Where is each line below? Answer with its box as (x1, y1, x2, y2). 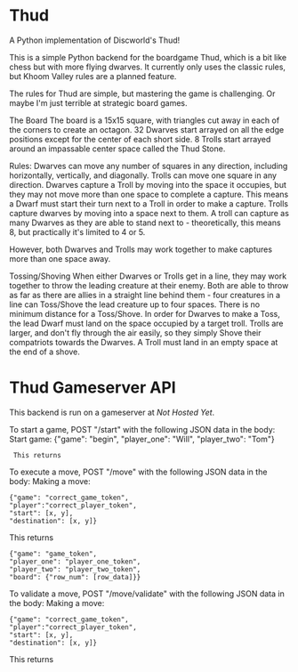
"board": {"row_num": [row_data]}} (9, 572, 141, 581)
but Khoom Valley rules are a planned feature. (9, 70, 177, 81)
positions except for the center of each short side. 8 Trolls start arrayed (9, 134, 271, 144)
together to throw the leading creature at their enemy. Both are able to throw (9, 279, 289, 290)
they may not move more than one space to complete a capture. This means (9, 189, 289, 199)
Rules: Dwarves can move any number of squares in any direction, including (9, 160, 288, 171)
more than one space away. (9, 253, 111, 263)
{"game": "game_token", (9, 549, 98, 558)
